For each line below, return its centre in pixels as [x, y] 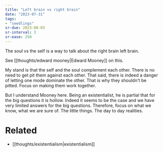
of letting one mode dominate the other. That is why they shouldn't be [76, 80]
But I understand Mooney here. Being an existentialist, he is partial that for [80, 95]
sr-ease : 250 [18, 37]
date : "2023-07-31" [25, 14]
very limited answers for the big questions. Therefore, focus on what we [78, 105]
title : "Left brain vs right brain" [43, 10]
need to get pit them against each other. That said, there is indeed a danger [82, 75]
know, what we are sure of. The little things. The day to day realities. [74, 110]
